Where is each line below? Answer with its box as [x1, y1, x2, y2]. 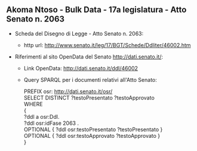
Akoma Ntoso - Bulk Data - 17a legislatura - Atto [6, 5, 187, 15]
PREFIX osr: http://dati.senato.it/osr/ [23, 88, 113, 95]
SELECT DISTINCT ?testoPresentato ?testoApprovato [23, 94, 155, 101]
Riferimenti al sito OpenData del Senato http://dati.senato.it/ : [14, 53, 163, 60]
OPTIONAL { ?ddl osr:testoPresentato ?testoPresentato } [23, 125, 163, 133]
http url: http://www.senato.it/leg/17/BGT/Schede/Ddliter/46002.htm [23, 41, 191, 48]
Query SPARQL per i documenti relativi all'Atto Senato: [23, 76, 157, 83]
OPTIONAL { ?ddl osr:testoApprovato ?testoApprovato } [23, 132, 161, 139]
